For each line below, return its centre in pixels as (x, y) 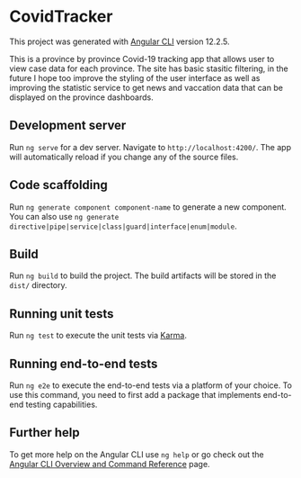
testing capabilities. (62, 404)
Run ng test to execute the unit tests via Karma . (98, 336)
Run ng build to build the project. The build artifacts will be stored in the (143, 275)
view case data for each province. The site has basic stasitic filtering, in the (149, 68)
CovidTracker (61, 17)
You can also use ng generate (64, 216)
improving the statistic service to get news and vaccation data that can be (146, 87)
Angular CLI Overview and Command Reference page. (110, 464)
